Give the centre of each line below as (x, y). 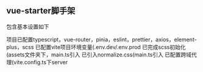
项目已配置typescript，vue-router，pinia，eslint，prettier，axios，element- (101, 39)
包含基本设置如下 (28, 27)
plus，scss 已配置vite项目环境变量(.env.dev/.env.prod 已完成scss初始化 (96, 47)
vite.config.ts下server (41, 62)
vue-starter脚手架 (41, 11)
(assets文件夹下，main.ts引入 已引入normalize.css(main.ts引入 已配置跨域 (99, 54)
